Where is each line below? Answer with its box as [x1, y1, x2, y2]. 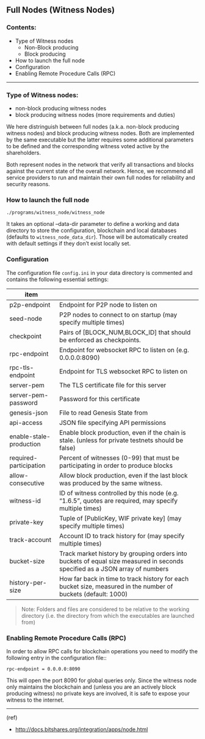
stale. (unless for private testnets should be [59, 436, 184, 445]
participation [9, 461, 46, 470]
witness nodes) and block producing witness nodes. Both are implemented [6, 129, 195, 137]
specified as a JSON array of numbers [59, 565, 169, 573]
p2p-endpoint [9, 300, 51, 309]
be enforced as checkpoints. [59, 336, 142, 344]
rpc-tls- [9, 363, 34, 372]
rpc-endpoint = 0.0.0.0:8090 [6, 666, 81, 672]
